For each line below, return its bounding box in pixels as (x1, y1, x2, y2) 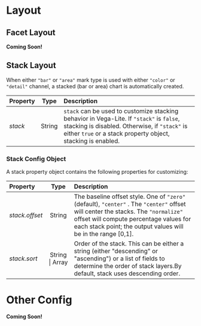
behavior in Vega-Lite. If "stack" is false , (63, 114, 180, 122)
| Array (48, 258, 68, 266)
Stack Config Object (6, 155, 66, 163)
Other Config (6, 293, 73, 307)
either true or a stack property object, (63, 129, 170, 137)
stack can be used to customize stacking (63, 107, 179, 115)
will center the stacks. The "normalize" (74, 207, 184, 216)
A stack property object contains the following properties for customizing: (6, 168, 188, 176)
